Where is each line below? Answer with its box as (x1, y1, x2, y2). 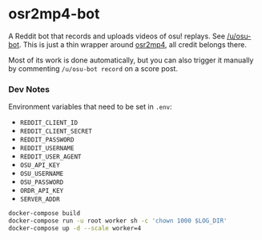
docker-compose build (8, 210, 81, 218)
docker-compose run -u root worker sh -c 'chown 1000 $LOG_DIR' (8, 217, 228, 225)
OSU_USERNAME (19, 170, 64, 178)
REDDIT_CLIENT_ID (19, 119, 79, 127)
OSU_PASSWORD (19, 178, 64, 186)
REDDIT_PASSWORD (19, 136, 75, 144)
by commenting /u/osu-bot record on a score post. (8, 63, 179, 73)
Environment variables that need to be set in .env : (8, 102, 172, 112)
